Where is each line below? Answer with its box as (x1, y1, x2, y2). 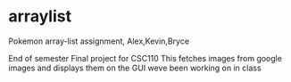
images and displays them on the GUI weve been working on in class (8, 62, 262, 73)
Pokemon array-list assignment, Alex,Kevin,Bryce (8, 36, 189, 46)
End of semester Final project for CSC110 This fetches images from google (8, 53, 283, 63)
